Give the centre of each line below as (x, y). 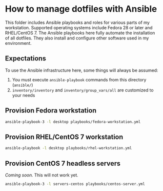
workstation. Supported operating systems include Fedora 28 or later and (79, 27)
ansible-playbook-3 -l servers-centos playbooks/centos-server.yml (75, 184)
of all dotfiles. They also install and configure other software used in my (77, 38)
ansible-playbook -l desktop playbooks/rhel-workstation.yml (69, 148)
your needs (23, 95)
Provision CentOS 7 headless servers (63, 163)
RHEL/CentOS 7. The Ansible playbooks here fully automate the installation (80, 33)
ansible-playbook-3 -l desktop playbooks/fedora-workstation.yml (73, 122)
